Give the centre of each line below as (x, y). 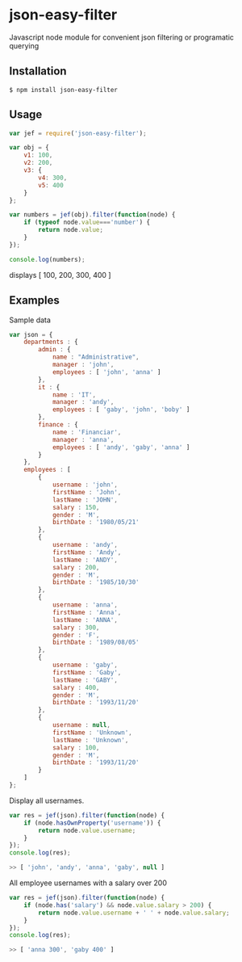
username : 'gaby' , (85, 665)
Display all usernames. (47, 800)
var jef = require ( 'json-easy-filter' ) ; (78, 133)
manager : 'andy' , (83, 402)
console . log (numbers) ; (47, 259)
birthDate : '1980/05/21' (96, 523)
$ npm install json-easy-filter (63, 90)
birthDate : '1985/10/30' (96, 582)
